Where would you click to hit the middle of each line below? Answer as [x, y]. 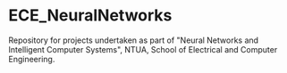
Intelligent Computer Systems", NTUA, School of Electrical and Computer [143, 49]
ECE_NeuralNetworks [90, 16]
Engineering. [32, 59]
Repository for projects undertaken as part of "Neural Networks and [134, 40]
